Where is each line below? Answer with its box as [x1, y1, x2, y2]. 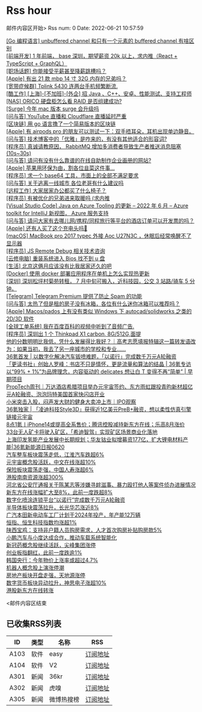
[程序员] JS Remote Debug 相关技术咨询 [6, 247, 105, 254]
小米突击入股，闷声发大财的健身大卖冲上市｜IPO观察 [6, 398, 136, 405]
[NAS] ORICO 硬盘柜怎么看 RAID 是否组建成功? [6, 97, 122, 104]
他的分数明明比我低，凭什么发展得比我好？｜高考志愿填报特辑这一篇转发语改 [6, 337, 196, 345]
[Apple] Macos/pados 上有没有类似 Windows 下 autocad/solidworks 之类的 [6, 307, 192, 314]
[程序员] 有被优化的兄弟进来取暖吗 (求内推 [6, 194, 110, 202]
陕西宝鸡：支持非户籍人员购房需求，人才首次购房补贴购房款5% [6, 526, 162, 533]
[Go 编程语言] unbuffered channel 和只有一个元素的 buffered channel [6, 37, 177, 44]
